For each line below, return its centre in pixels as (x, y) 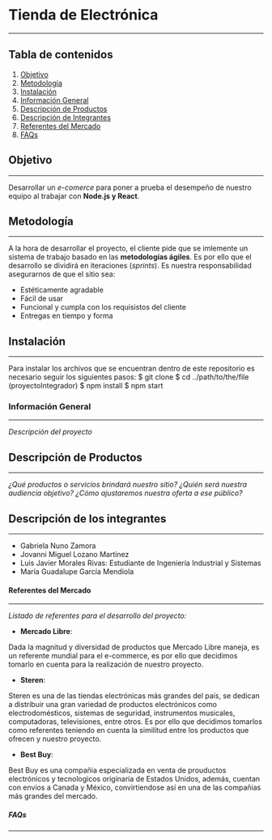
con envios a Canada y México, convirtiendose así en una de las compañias (135, 787)
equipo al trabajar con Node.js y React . (74, 195)
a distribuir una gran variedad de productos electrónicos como (113, 705)
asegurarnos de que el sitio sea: (62, 274)
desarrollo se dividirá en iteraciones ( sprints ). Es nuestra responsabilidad (130, 266)
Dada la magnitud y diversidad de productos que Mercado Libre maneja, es (134, 647)
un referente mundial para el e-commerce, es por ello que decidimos (123, 656)
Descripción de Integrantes (66, 117)
